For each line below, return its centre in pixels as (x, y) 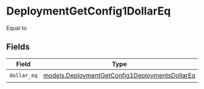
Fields (18, 47)
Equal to (17, 28)
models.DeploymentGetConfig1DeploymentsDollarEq (119, 76)
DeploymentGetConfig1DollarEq (89, 11)
